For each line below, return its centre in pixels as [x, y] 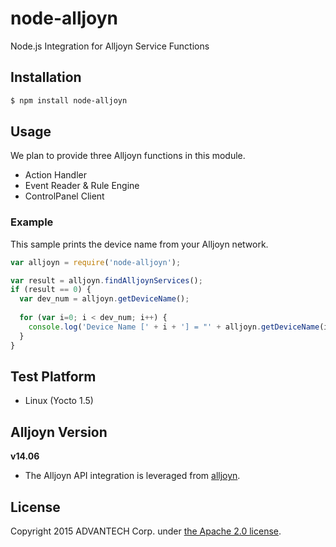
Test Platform [53, 376]
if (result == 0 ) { [51, 290]
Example [32, 222]
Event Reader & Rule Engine [82, 186]
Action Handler [55, 175]
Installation [46, 77]
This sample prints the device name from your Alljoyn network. [139, 244]
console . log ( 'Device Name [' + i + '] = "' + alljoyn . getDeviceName [174, 327]
